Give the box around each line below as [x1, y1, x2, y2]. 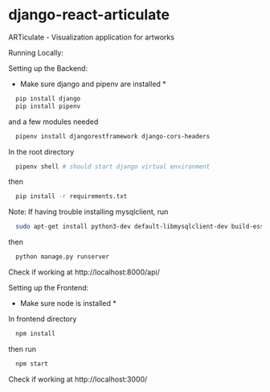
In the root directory [8, 146, 75, 156]
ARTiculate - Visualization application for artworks [8, 32, 175, 42]
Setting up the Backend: [8, 63, 88, 73]
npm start [15, 360, 48, 368]
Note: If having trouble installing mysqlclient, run [8, 207, 169, 217]
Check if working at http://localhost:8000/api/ [8, 267, 161, 277]
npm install [15, 330, 56, 338]
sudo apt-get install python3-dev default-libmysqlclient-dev [15, 223, 228, 231]
